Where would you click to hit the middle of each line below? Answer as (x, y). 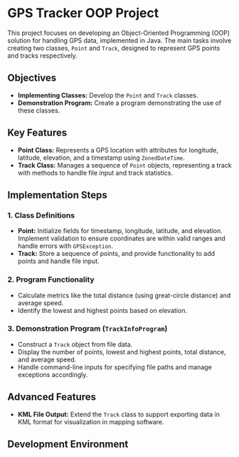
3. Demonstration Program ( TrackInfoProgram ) (87, 329)
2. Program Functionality (51, 279)
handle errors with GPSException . (65, 246)
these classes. (39, 110)
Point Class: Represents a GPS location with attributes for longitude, (118, 150)
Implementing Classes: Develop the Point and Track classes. (108, 95)
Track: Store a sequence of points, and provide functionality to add (116, 254)
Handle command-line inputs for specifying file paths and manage (115, 367)
